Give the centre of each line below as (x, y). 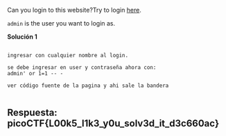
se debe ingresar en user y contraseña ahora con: (82, 68)
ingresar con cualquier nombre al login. (68, 55)
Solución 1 (22, 37)
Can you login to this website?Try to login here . (75, 10)
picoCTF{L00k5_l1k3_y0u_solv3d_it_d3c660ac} (113, 124)
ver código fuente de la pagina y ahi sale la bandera (88, 86)
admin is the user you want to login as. (61, 23)
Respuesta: (32, 113)
